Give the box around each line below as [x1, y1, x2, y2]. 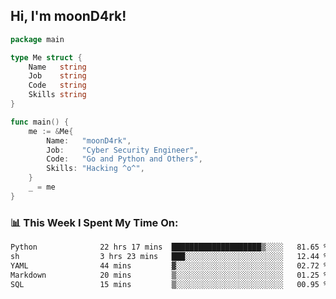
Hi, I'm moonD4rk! [10, 8, 127, 25]
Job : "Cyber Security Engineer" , [46, 145, 199, 155]
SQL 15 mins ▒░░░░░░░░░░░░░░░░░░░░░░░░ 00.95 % [10, 279, 329, 289]
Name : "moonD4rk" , [46, 135, 132, 146]
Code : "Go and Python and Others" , [46, 154, 203, 164]
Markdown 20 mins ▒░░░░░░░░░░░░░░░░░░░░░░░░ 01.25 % [10, 270, 329, 280]
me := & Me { [28, 126, 74, 136]
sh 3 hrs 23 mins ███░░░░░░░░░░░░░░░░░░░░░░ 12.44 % [10, 251, 329, 261]
